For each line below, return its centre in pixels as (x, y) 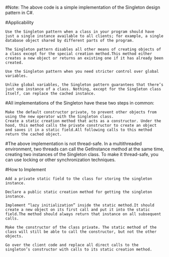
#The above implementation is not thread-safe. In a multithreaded (74, 144)
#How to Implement (26, 169)
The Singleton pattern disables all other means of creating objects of (83, 49)
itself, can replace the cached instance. (50, 93)
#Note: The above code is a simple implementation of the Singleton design (83, 7)
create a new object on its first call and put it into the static (78, 210)
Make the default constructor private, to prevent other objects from (81, 112)
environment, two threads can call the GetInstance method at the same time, (85, 149)
